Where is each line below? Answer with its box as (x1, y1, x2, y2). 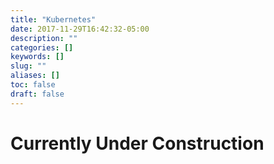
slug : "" (10, 61, 47, 71)
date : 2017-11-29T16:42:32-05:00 (10, 24, 150, 34)
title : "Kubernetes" (10, 14, 97, 25)
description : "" (10, 33, 78, 43)
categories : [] (10, 42, 74, 53)
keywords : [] (10, 52, 65, 62)
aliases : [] (10, 71, 60, 81)
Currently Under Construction (10, 132, 265, 155)
